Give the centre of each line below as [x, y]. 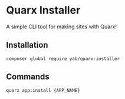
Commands [28, 77]
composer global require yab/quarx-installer [63, 59]
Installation [27, 45]
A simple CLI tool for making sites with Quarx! [61, 27]
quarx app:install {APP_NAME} [43, 90]
